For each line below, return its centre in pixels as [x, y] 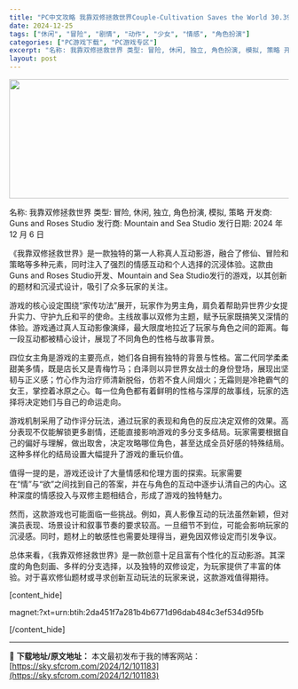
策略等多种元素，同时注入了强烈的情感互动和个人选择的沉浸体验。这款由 [141, 264]
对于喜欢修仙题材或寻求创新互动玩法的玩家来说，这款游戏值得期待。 [149, 577]
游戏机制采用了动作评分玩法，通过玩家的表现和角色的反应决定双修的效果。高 [149, 421]
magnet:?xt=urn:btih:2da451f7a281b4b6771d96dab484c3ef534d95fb [137, 612]
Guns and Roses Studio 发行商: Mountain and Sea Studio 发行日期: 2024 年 [146, 223]
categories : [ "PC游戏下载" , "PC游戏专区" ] [83, 42]
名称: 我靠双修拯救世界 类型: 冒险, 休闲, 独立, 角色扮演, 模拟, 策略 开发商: [141, 212]
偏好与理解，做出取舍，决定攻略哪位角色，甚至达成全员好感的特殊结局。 [157, 443]
